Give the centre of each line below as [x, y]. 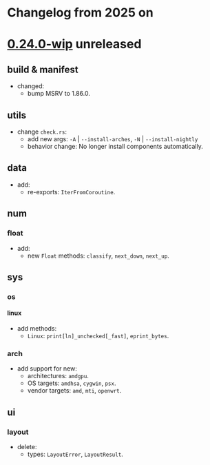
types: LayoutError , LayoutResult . [75, 454]
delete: [27, 447]
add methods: [37, 329]
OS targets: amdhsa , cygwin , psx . [72, 383]
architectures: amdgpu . [58, 376]
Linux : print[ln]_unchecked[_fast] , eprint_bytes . [98, 336]
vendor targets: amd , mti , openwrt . [74, 391]
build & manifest [43, 69]
